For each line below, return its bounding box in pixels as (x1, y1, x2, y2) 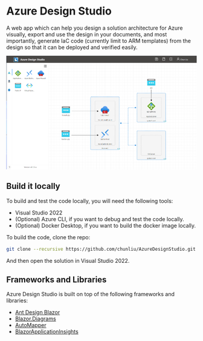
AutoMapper (14, 322, 47, 329)
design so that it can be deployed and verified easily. (6, 44, 138, 51)
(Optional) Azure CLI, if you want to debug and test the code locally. (14, 215, 184, 222)
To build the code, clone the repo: (6, 233, 91, 240)
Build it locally (6, 181, 60, 191)
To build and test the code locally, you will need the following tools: (6, 197, 173, 204)
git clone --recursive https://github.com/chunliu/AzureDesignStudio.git (6, 246, 196, 252)
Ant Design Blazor (14, 309, 60, 316)
